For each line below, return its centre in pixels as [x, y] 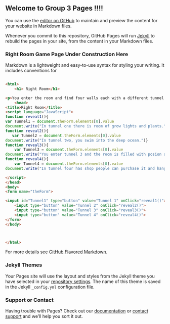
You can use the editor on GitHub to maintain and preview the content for [81, 20]
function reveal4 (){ [27, 159]
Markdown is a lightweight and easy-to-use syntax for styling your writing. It [85, 65]
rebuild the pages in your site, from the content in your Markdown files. [79, 41]
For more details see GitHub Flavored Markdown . [56, 252]
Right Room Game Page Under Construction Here [67, 54]
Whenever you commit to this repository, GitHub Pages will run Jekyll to [80, 35]
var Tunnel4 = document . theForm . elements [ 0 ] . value [69, 164]
